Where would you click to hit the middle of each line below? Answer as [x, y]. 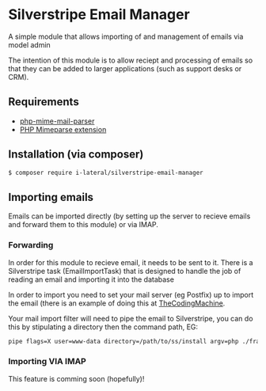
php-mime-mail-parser [57, 121]
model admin [30, 44]
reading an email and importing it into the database [91, 279]
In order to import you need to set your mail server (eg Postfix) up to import [131, 294]
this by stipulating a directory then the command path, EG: [103, 327]
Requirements [44, 102]
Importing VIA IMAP [47, 362]
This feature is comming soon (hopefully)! [76, 378]
